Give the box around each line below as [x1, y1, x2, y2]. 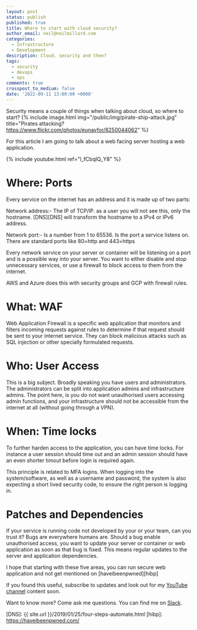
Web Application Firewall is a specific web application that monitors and [6, 319, 181, 327]
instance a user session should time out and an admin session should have [6, 450, 188, 457]
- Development [11, 47, 46, 53]
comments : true [6, 80, 44, 86]
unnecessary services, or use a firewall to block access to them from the [6, 261, 183, 269]
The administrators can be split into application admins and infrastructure [6, 385, 185, 392]
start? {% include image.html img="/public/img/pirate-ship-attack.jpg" [6, 114, 178, 121]
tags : [6, 58, 19, 64]
